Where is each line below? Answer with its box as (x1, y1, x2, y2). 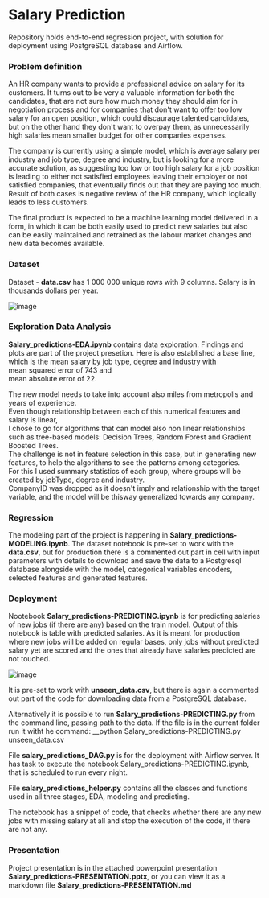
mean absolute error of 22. (8, 373, 97, 383)
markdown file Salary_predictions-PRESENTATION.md (8, 879, 192, 890)
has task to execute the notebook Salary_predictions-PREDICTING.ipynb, (8, 759, 250, 769)
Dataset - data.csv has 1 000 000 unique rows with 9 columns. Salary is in (8, 277, 255, 286)
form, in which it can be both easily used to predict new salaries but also (8, 221, 248, 231)
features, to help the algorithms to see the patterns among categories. (8, 457, 241, 468)
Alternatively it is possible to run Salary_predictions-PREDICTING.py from (8, 710, 255, 719)
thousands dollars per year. (8, 286, 99, 295)
